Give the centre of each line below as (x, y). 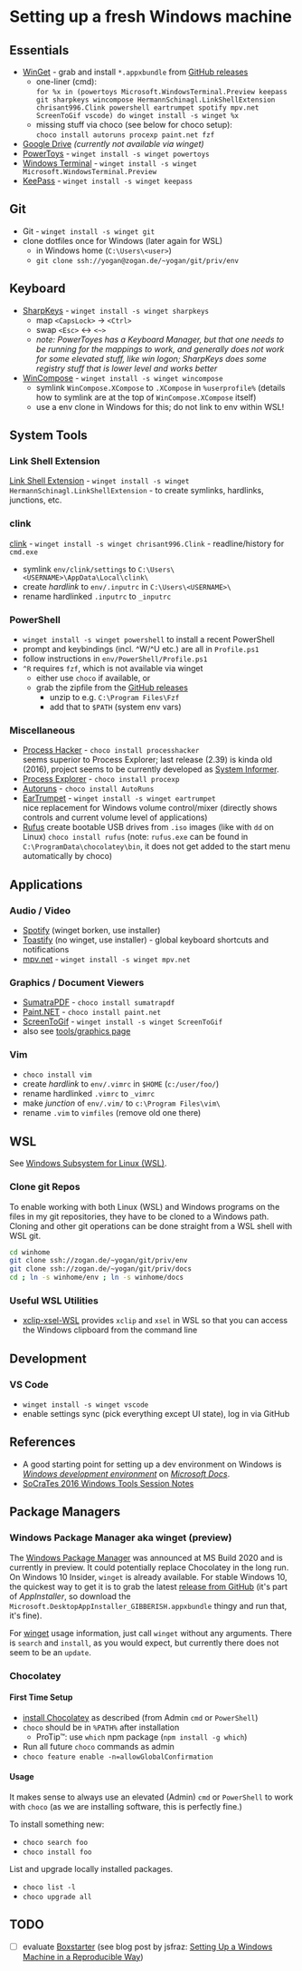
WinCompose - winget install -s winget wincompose (123, 377)
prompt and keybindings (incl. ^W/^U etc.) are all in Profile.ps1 (141, 649)
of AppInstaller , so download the (70, 1596)
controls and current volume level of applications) (115, 817)
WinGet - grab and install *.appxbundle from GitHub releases (135, 72)
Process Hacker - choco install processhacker (111, 750)
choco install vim (57, 1075)
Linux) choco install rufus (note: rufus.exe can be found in (135, 837)
